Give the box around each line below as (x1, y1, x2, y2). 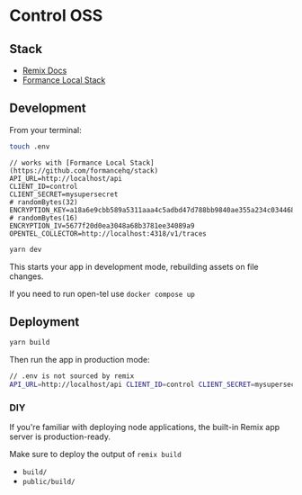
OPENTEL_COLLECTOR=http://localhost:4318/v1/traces (9, 229, 207, 238)
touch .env (9, 141, 50, 151)
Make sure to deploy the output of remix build (9, 449, 182, 460)
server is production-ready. (9, 431, 111, 442)
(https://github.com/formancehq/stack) (9, 166, 159, 175)
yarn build (9, 338, 50, 347)
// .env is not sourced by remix (9, 372, 135, 381)
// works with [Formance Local (9, 158, 127, 167)
